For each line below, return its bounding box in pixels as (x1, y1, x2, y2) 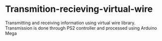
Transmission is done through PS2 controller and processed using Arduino (5, 25, 157, 31)
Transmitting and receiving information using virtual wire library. (5, 20, 136, 26)
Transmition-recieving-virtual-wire (5, 3, 153, 15)
